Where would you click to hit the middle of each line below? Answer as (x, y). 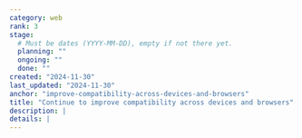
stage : (22, 34)
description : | (38, 111)
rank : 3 (24, 26)
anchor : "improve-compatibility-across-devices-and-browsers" (129, 94)
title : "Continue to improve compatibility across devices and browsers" (152, 102)
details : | (30, 119)
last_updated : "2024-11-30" (63, 85)
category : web (36, 18)
